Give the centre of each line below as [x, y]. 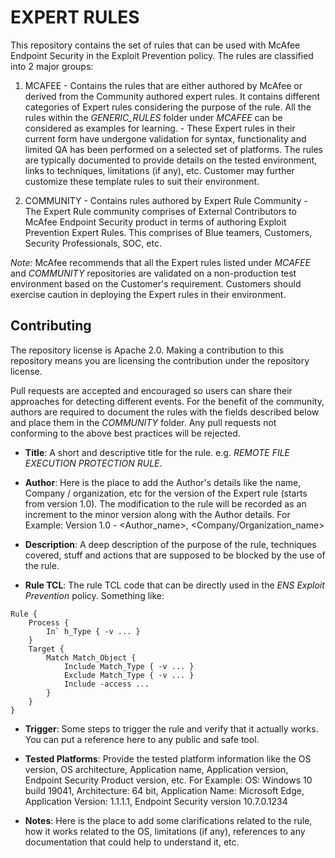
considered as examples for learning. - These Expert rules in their [160, 128]
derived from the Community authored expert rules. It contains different [172, 96]
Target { [46, 649]
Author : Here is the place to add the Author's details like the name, [163, 482]
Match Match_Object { [91, 657]
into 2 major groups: [52, 66]
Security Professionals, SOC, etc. [93, 243]
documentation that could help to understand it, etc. [132, 842]
